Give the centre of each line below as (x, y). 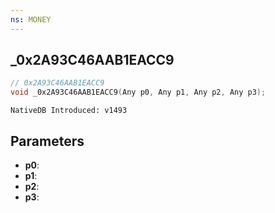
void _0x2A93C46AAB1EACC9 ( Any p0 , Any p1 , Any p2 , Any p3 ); (138, 92)
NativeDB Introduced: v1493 (69, 111)
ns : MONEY (31, 19)
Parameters (47, 141)
